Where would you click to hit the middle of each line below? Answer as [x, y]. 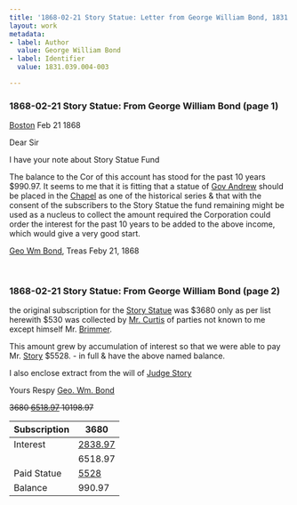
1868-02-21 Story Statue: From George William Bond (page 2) [145, 292]
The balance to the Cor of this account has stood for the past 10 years [137, 177]
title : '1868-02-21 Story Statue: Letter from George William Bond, [139, 17]
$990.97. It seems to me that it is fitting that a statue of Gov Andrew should [146, 187]
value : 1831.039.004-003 [63, 68]
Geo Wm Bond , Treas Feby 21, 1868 [74, 251]
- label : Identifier [48, 59]
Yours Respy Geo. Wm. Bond [62, 390]
